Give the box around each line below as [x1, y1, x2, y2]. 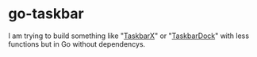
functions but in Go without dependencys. [8, 39, 146, 48]
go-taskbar [8, 5, 85, 23]
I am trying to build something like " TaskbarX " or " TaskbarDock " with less [8, 31, 250, 40]
